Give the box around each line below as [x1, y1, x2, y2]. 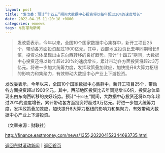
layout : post [5, 7, 32, 12]
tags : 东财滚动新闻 [5, 26, 41, 31]
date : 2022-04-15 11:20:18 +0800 [5, 16, 74, 21]
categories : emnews [5, 21, 45, 26]
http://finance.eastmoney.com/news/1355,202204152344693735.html [5, 132, 148, 138]
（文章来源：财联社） [5, 122, 48, 128]
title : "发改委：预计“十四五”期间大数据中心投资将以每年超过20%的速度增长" [5, 12, 143, 17]
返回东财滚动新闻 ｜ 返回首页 [5, 143, 62, 149]
